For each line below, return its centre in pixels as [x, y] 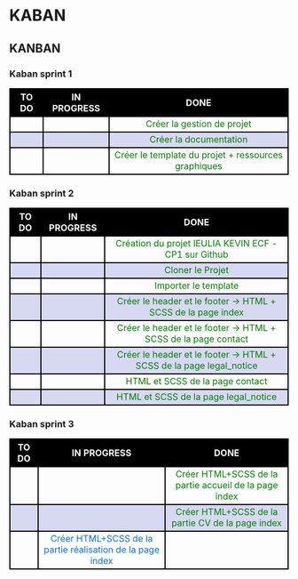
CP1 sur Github [196, 254]
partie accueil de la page [227, 486]
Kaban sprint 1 [41, 74]
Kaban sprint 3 [42, 424]
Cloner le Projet [196, 270]
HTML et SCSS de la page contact [196, 382]
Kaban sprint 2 [42, 193]
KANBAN [35, 48]
